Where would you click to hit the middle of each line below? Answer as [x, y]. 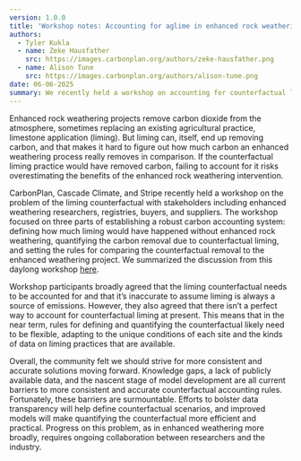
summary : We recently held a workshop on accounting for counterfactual [148, 92]
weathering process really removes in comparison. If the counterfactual [141, 156]
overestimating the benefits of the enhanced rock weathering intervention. [146, 175]
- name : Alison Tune [56, 68]
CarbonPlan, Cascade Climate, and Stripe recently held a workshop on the [146, 193]
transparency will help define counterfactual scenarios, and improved [138, 408]
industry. [26, 447]
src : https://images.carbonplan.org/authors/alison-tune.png [142, 76]
